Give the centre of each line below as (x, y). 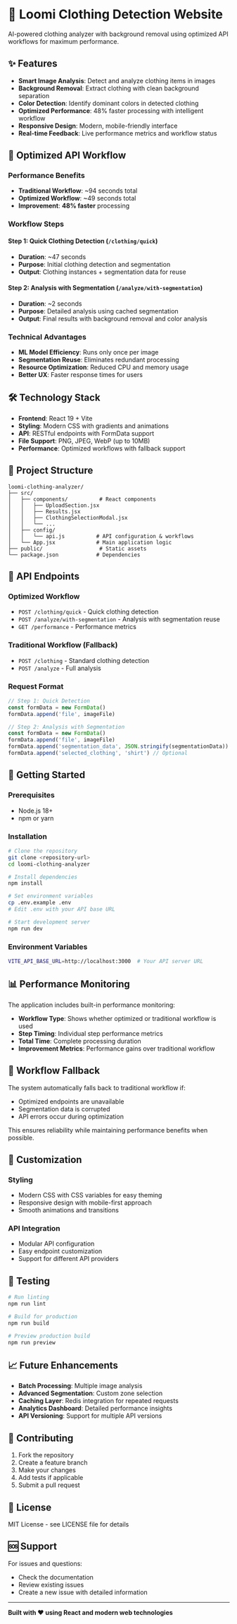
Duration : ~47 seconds (52, 256)
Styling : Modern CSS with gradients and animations (94, 426)
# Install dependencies (43, 877)
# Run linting (29, 1297)
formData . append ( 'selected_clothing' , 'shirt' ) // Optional (98, 753)
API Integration (34, 1229)
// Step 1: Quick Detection (49, 701)
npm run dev (25, 929)
